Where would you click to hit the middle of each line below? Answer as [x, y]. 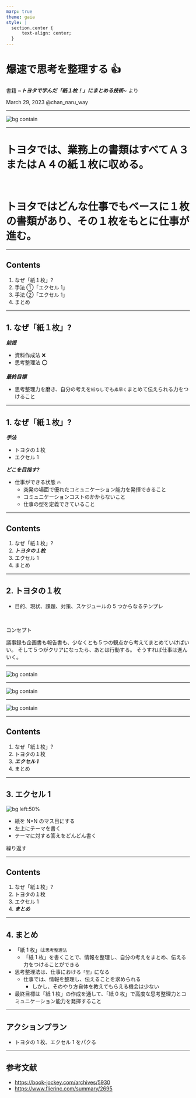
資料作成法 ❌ [30, 355]
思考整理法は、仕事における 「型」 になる [62, 972]
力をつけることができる [51, 964]
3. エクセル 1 [29, 794]
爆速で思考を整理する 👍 [64, 69]
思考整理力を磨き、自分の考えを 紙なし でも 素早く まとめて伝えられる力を [99, 389]
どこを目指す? [23, 470]
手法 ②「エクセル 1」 [41, 295]
